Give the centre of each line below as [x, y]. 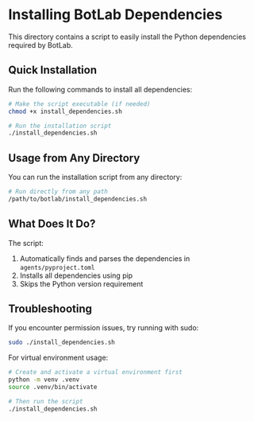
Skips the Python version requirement [81, 283]
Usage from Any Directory [74, 158]
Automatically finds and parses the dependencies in [105, 258]
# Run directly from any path [58, 192]
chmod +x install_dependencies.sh [65, 111]
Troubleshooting [50, 309]
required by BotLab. [40, 45]
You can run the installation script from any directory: [95, 177]
